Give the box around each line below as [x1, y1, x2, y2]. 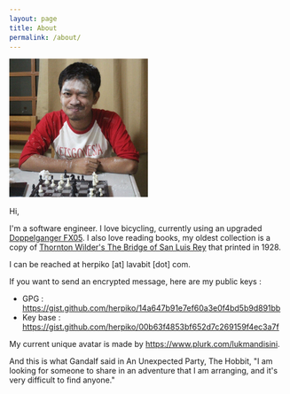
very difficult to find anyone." [9, 375, 115, 385]
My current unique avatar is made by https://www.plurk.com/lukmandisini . [9, 339, 281, 350]
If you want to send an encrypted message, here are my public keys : [9, 276, 262, 287]
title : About [9, 23, 58, 33]
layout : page [9, 14, 58, 23]
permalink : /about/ [9, 33, 82, 42]
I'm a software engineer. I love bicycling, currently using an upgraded [9, 223, 263, 234]
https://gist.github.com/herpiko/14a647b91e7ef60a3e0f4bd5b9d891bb [21, 303, 281, 313]
